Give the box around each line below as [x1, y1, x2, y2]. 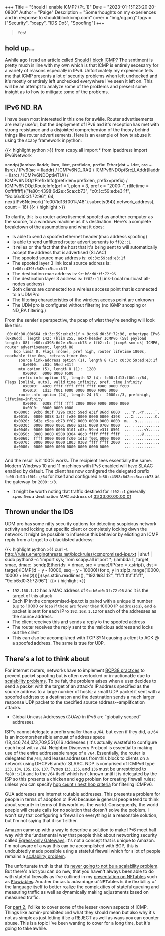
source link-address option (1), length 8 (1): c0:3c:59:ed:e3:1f [18, 358, 158, 363]
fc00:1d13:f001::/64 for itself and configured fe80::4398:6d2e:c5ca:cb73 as [5, 473, 160, 479]
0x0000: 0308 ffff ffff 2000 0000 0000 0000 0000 [23, 401, 129, 406]
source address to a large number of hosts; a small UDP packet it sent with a [5, 689, 161, 695]
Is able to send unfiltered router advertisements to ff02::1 [12, 239, 131, 245]
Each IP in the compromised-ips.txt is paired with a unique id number [12, 598, 153, 604]
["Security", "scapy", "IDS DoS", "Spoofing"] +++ [5, 20, 105, 26]
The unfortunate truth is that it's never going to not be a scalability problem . [5, 863, 159, 869]
